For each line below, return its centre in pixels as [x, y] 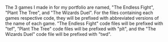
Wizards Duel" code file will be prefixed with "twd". [58, 34]
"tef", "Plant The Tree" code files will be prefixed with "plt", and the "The [81, 29]
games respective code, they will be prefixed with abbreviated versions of [82, 18]
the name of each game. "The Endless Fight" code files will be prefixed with [84, 23]
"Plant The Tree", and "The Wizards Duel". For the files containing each [79, 13]
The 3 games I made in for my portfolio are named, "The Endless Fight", [80, 7]
